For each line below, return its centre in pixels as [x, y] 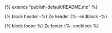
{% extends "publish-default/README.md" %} [51, 7]
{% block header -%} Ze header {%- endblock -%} [56, 16]
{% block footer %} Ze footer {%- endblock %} [52, 26]
